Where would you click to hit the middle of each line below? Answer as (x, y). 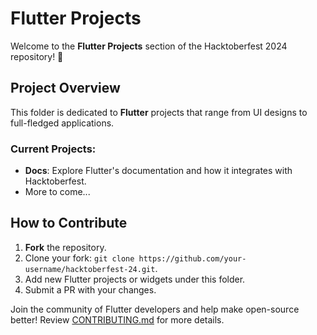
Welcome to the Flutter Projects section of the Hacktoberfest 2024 (149, 46)
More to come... (57, 192)
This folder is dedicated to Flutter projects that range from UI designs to (159, 112)
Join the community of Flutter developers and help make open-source (155, 309)
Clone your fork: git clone (79, 258)
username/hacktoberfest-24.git (90, 269)
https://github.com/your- (192, 258)
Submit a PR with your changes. (90, 289)
